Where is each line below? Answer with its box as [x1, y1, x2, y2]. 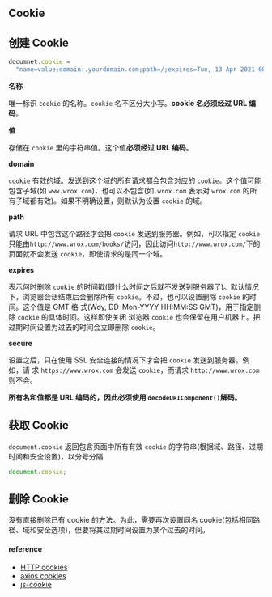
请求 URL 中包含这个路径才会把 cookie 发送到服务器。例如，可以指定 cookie [8, 228, 261, 238]
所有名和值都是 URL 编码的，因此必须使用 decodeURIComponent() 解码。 [8, 392, 242, 402]
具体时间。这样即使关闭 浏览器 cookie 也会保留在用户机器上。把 [48, 311, 261, 322]
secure [8, 338, 32, 348]
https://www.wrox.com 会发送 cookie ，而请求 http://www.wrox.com [40, 365, 260, 375]
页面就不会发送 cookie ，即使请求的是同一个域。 [8, 248, 168, 258]
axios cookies [19, 570, 66, 581]
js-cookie [19, 579, 53, 589]
